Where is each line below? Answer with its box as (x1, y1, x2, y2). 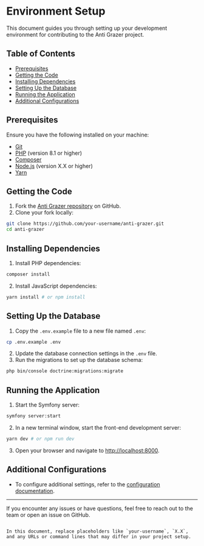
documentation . (15, 487, 55, 494)
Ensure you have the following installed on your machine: (6, 131, 149, 138)
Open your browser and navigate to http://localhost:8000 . (15, 447, 160, 454)
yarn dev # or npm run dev (6, 436, 75, 442)
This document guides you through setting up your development (6, 24, 168, 32)
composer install (6, 271, 50, 277)
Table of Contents (6, 49, 76, 59)
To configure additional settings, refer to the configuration (15, 480, 160, 488)
